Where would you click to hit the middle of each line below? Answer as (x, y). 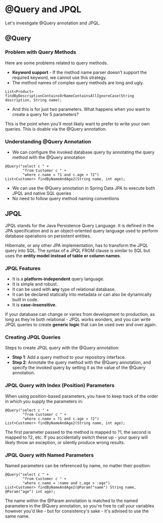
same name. (18, 516)
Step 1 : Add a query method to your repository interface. (69, 357)
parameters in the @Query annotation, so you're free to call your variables (80, 505)
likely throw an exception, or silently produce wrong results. (65, 442)
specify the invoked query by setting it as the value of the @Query (79, 368)
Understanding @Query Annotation (48, 141)
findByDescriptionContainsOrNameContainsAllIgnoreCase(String (70, 96)
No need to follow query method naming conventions (66, 198)
